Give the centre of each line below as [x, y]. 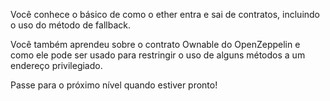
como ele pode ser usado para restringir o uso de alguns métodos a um [158, 55]
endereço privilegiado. [56, 65]
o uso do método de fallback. [70, 25]
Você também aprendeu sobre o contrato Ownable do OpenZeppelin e [155, 44]
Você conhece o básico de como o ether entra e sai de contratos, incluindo [165, 14]
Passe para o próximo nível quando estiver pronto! [114, 85]
